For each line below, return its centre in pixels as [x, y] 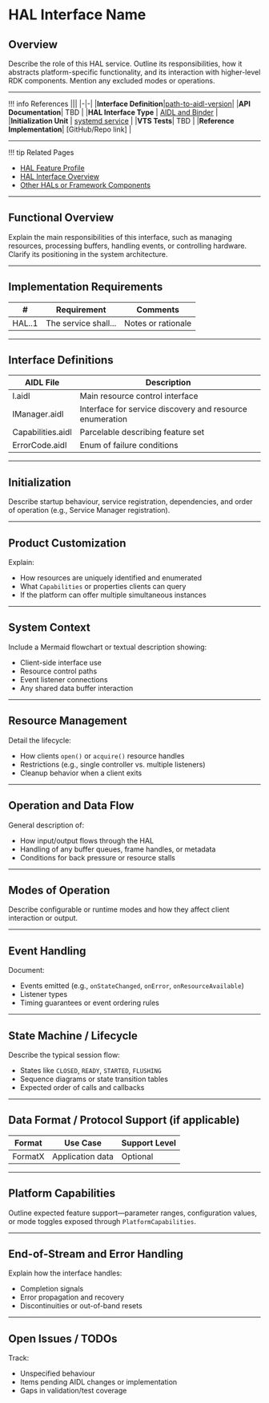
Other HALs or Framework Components [85, 185]
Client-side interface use [60, 662]
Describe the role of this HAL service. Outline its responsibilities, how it [125, 63]
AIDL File [42, 383]
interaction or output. [43, 918]
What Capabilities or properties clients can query [103, 587]
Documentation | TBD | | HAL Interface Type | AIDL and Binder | [113, 112]
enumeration [104, 419]
